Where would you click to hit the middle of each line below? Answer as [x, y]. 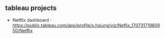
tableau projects [31, 8]
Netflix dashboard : [32, 20]
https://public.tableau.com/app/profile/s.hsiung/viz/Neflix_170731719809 [86, 25]
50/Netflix [23, 30]
